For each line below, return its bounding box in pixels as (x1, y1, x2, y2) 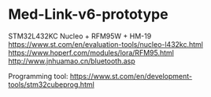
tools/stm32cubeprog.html (8, 80, 94, 89)
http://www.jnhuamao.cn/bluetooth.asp (8, 56, 135, 66)
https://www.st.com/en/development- (69, 71, 193, 81)
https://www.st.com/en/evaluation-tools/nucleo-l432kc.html (8, 39, 203, 48)
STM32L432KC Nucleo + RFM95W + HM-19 (8, 31, 152, 41)
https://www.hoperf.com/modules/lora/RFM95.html (8, 48, 175, 57)
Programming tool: (8, 71, 68, 81)
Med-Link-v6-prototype (8, 5, 168, 23)
